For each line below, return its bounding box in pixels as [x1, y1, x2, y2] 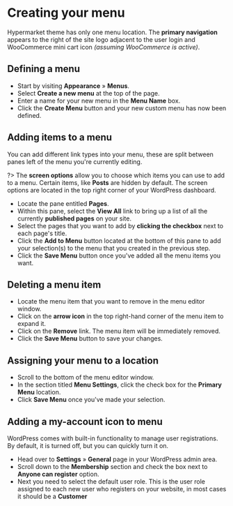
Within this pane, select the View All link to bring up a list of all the [17, 207, 208, 215]
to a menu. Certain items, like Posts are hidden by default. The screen [7, 178, 208, 186]
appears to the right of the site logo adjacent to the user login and [7, 35, 196, 43]
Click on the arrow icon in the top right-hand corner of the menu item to [17, 312, 224, 320]
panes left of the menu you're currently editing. [7, 157, 143, 165]
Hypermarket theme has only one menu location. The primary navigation [7, 28, 218, 36]
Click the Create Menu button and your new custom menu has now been [17, 103, 227, 112]
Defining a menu [7, 63, 80, 75]
